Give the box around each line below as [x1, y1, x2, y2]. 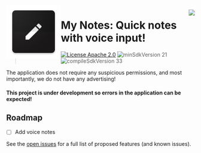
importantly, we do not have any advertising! [6, 75, 116, 82]
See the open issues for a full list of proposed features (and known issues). [6, 140, 191, 148]
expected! [6, 95, 32, 102]
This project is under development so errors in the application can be [6, 89, 181, 96]
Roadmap [6, 112, 43, 123]
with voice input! [60, 31, 146, 45]
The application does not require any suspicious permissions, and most [6, 69, 182, 76]
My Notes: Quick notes [60, 19, 177, 32]
